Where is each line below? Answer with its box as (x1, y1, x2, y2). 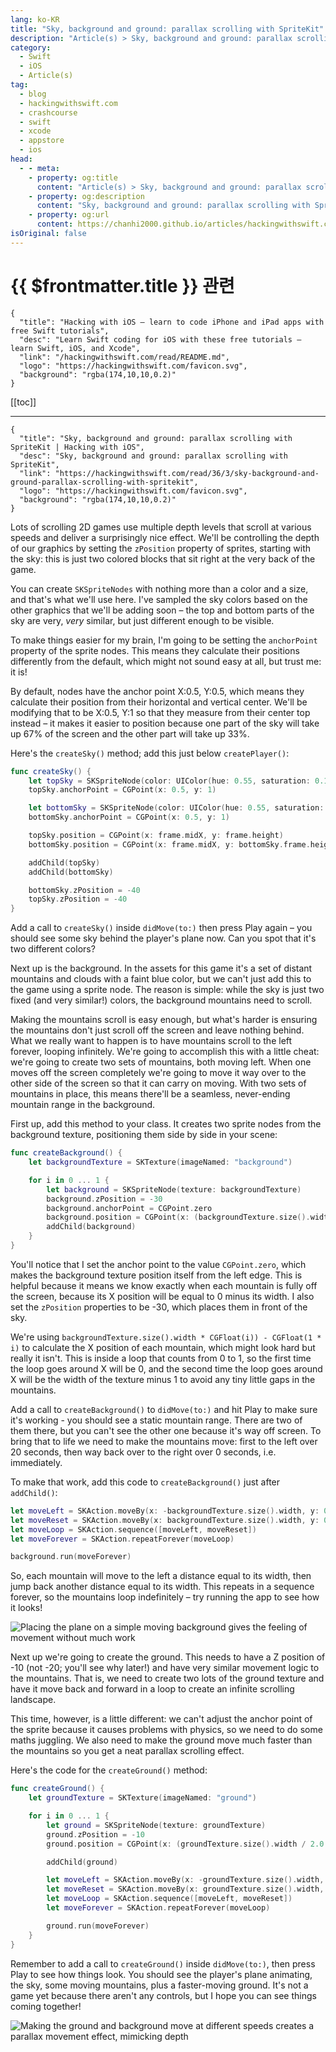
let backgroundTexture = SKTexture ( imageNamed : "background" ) (28, 1157, 293, 1168)
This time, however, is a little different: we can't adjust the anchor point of (10, 1713, 313, 1725)
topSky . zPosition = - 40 (28, 894, 128, 905)
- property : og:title (28, 172, 118, 183)
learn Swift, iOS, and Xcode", (10, 343, 141, 353)
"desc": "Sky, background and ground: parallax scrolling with (19, 451, 288, 461)
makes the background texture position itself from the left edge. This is (10, 1269, 303, 1281)
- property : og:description (28, 191, 145, 201)
